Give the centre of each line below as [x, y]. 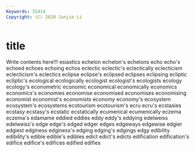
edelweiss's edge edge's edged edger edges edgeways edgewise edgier [94, 124]
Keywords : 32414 [26, 11]
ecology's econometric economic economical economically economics [92, 87]
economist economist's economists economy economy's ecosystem [88, 99]
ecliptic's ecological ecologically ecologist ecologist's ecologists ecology [94, 81]
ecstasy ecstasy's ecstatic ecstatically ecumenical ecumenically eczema [94, 112]
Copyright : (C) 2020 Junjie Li [44, 17]
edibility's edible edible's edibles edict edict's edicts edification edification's [98, 137]
